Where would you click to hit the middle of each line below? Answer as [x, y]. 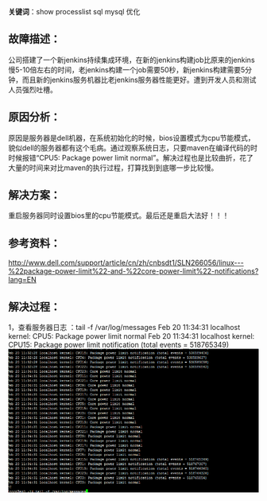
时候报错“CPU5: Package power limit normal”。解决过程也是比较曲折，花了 [131, 157]
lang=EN [23, 280]
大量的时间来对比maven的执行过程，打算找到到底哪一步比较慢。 [113, 167]
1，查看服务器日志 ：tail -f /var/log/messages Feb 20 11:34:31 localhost [124, 328]
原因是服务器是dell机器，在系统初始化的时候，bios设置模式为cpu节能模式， [132, 138]
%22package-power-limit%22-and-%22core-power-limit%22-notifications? [133, 271]
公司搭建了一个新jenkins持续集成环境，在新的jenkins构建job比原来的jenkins [132, 60]
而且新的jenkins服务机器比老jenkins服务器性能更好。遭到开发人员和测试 [139, 80]
